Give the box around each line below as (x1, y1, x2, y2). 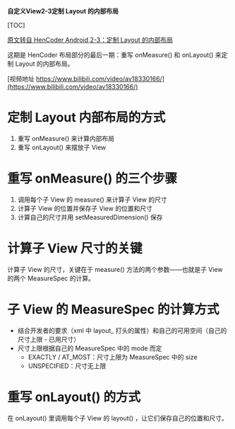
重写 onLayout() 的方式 (7, 389, 141, 405)
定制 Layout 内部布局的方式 (7, 110, 166, 126)
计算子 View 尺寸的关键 (7, 241, 143, 257)
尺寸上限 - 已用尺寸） (17, 335, 80, 343)
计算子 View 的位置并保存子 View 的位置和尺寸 (17, 204, 153, 212)
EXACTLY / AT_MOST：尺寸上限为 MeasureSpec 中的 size (28, 353, 198, 361)
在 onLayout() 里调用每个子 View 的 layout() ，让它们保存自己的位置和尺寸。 (7, 413, 228, 422)
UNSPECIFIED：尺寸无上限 (28, 361, 107, 370)
